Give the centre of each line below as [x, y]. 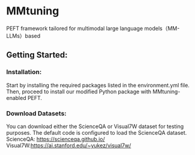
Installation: [24, 72]
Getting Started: [37, 55]
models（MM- [162, 28]
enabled [16, 98]
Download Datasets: [37, 113]
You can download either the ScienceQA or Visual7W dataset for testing [95, 126]
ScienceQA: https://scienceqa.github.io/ [55, 139]
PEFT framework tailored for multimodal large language [75, 28]
